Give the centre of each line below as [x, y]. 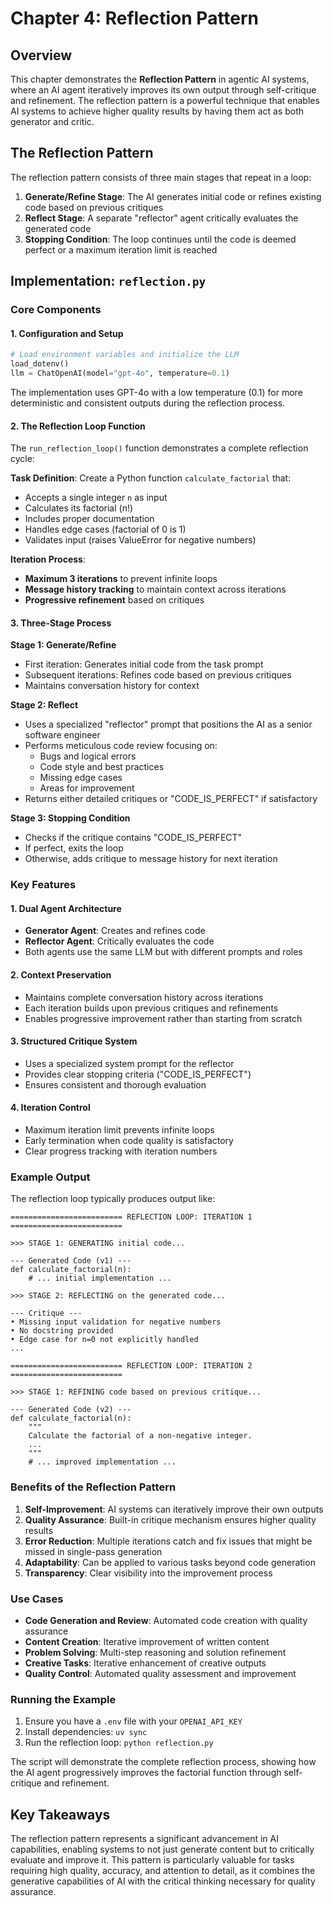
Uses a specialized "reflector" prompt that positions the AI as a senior [168, 724]
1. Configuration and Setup [67, 333]
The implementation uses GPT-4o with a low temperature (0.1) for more [156, 392]
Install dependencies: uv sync [86, 1732]
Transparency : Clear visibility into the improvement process [148, 1573]
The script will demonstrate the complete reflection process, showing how [163, 1762]
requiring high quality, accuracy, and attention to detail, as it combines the [163, 1871]
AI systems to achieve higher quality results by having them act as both [157, 111]
